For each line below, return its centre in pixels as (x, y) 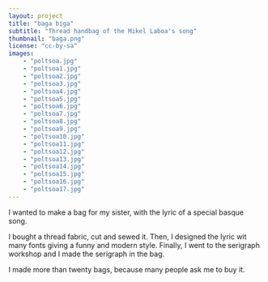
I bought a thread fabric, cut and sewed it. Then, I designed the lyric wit (128, 237)
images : (21, 53)
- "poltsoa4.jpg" (52, 91)
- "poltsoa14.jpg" (54, 167)
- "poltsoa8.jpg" (52, 122)
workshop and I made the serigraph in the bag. (87, 254)
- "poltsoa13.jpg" (54, 159)
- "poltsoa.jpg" (51, 62)
